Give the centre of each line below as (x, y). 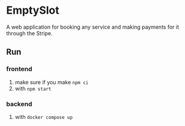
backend (19, 104)
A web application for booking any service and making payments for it (93, 27)
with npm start (33, 88)
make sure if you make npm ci (51, 82)
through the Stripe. (29, 33)
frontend (19, 69)
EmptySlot (33, 10)
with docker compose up (44, 116)
